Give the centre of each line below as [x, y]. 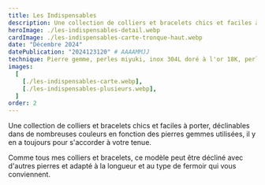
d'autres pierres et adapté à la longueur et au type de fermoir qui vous [122, 166]
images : [21, 67]
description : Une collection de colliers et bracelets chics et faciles [130, 23]
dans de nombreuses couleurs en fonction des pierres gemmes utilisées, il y [132, 134]
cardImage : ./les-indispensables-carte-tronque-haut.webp [105, 37]
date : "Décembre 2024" [45, 45]
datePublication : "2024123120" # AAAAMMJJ [79, 52]
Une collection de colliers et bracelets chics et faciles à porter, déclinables [129, 126]
